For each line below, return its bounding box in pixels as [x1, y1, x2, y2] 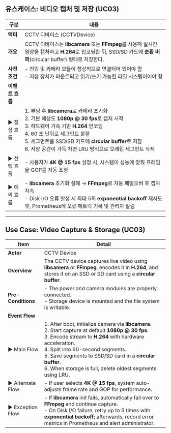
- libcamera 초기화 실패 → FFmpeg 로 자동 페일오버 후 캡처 [24, 179, 160, 187]
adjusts [44, 386, 62, 393]
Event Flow [8, 312, 36, 319]
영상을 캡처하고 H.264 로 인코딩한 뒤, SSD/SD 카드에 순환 [24, 48, 154, 55]
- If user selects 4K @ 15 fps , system [44, 379, 135, 386]
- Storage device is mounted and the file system [44, 297, 160, 304]
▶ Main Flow [8, 346, 39, 353]
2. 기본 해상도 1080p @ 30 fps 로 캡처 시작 [24, 115, 124, 122]
